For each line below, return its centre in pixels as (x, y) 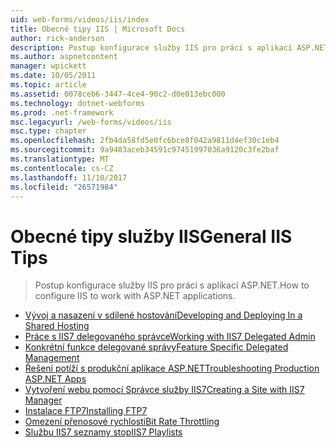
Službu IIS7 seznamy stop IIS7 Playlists (103, 432)
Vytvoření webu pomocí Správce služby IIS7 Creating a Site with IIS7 (164, 390)
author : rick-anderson (57, 38)
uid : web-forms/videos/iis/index (80, 19)
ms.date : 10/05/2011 (53, 76)
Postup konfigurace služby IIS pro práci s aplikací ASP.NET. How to (172, 285)
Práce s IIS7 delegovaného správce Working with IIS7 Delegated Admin (170, 337)
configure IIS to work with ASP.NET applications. (135, 296)
